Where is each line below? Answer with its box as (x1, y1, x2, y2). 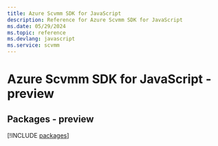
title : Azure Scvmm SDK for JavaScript (7, 10, 122, 17)
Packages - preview (7, 113, 94, 125)
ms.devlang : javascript (7, 36, 76, 42)
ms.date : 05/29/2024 (7, 23, 67, 29)
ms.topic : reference (7, 29, 67, 36)
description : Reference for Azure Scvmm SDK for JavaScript (7, 16, 184, 23)
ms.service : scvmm (7, 42, 60, 49)
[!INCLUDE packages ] (7, 132, 69, 139)
